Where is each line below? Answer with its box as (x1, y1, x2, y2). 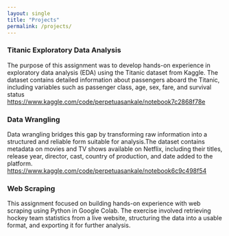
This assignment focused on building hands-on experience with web (7, 200, 201, 208)
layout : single (7, 10, 51, 17)
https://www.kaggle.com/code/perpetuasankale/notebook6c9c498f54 (7, 166, 207, 175)
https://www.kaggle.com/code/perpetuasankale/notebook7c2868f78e (7, 97, 206, 106)
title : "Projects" (7, 16, 60, 23)
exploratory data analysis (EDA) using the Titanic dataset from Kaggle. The (7, 68, 218, 76)
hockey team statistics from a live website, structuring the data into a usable (7, 214, 223, 222)
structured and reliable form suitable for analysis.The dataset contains (7, 137, 206, 145)
